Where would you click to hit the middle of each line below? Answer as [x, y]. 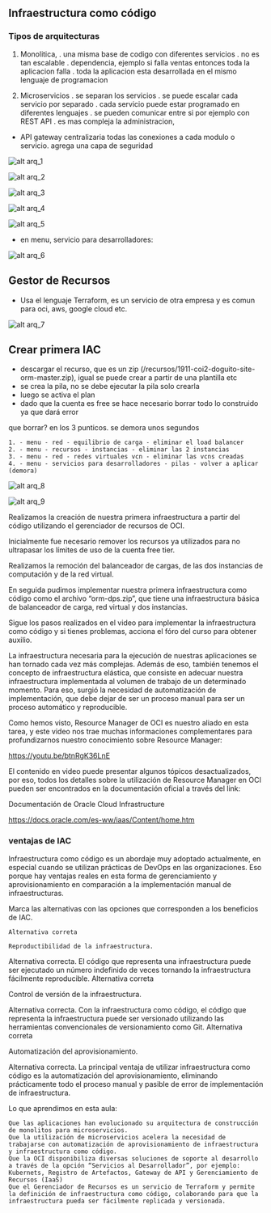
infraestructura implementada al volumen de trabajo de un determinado [127, 682]
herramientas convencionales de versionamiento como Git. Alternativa [125, 1027]
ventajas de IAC [40, 841]
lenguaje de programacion [64, 79]
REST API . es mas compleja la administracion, [97, 121]
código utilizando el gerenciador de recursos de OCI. [97, 526]
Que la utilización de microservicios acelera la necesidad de [117, 1137]
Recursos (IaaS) [36, 1180]
